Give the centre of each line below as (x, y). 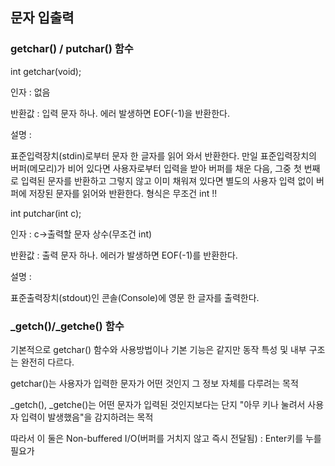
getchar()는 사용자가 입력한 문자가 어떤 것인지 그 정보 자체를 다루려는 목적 (154, 383)
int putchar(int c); (46, 213)
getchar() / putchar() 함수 (72, 49)
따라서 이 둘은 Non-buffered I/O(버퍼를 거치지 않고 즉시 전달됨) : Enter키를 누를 (166, 438)
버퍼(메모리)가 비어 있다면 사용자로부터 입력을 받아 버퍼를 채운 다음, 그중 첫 (156, 168)
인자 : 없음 (30, 92)
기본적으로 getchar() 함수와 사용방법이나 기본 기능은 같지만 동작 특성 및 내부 (158, 349)
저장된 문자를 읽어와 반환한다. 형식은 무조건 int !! (123, 193)
